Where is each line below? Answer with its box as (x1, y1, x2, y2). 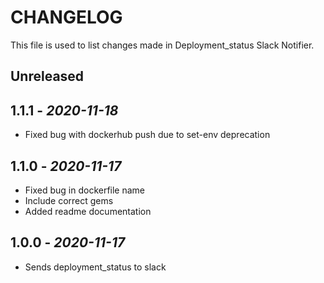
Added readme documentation (24, 205, 152, 217)
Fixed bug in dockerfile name (24, 184, 146, 196)
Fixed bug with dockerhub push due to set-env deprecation (24, 129, 271, 141)
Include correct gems (24, 194, 114, 206)
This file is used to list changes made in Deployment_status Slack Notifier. (10, 39, 315, 51)
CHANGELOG (10, 6, 123, 29)
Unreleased (10, 68, 85, 85)
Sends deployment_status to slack (24, 261, 167, 273)
